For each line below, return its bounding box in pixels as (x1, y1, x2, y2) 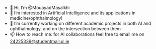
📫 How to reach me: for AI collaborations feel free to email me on (9, 31, 145, 37)
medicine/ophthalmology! (9, 15, 63, 21)
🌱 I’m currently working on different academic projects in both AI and (9, 20, 152, 26)
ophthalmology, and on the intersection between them (9, 26, 121, 32)
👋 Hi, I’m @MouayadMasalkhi (9, 5, 70, 10)
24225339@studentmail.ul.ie (9, 39, 70, 44)
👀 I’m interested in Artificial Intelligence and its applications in (9, 10, 136, 16)
